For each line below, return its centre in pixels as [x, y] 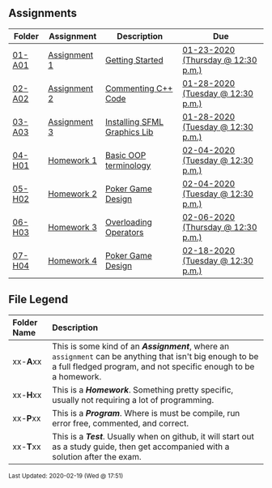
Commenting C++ [139, 88]
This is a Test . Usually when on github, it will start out [153, 436]
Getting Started [134, 60]
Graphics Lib [129, 131]
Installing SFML [134, 122]
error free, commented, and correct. [121, 423]
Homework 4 [72, 260]
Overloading [128, 222]
